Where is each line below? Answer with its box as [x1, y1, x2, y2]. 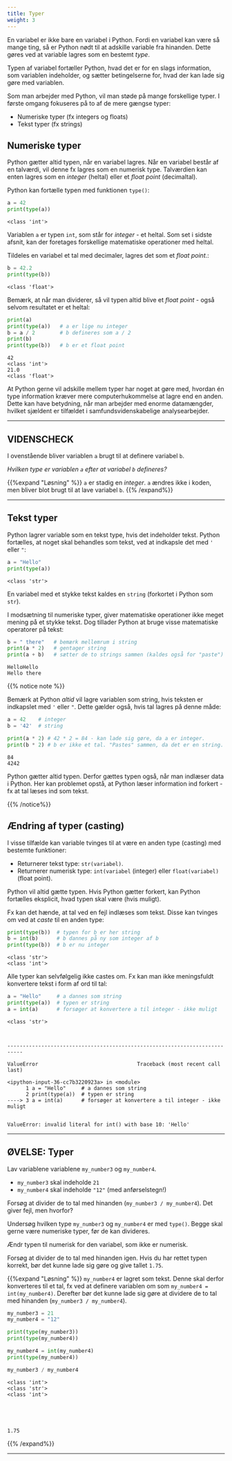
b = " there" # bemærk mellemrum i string [7, 639, 137, 645]
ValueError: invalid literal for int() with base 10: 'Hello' [7, 1121, 190, 1128]
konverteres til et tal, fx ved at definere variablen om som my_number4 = [7, 1281, 209, 1290]
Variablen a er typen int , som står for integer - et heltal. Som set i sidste [7, 231, 213, 239]
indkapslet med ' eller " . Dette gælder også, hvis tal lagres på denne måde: [7, 703, 222, 711]
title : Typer [7, 10, 45, 17]
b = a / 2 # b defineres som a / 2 [7, 329, 131, 336]
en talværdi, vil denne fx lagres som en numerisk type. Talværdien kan [7, 165, 207, 173]
